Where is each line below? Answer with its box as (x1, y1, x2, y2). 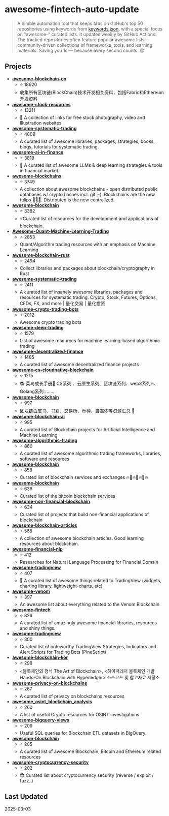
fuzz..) (19, 777, 33, 783)
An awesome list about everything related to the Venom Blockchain (19, 601, 160, 607)
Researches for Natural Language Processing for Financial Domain (19, 559, 159, 565)
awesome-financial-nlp (12, 546, 63, 552)
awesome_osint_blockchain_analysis (12, 698, 92, 705)
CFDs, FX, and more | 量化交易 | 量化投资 (19, 300, 105, 306)
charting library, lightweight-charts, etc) (19, 583, 103, 589)
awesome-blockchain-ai (12, 413, 65, 419)
